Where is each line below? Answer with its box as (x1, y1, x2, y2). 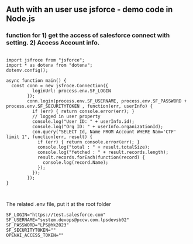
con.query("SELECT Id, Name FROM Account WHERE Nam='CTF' (32, 129, 177, 135)
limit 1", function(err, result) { (6, 134, 93, 140)
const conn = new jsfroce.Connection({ (11, 83, 109, 88)
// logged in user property (32, 114, 101, 119)
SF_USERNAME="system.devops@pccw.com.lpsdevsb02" (6, 216, 130, 223)
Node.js (6, 14, 36, 24)
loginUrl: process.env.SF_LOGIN (32, 88, 111, 94)
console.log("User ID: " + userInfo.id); (32, 118, 135, 125)
